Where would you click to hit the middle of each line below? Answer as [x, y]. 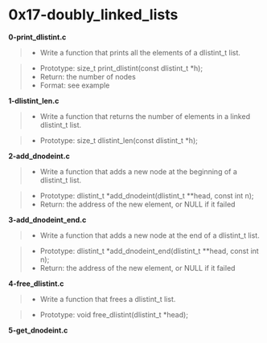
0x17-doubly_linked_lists [93, 15]
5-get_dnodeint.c [38, 330]
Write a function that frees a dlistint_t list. [108, 299]
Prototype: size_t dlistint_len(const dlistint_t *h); [119, 140]
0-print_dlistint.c [37, 37]
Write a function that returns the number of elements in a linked [145, 116]
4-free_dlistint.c [36, 284]
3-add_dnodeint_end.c [47, 219]
